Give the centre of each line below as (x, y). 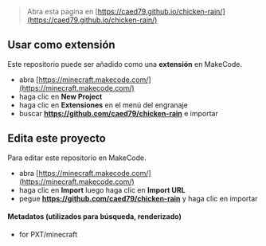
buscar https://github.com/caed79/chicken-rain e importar (118, 113)
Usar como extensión (62, 45)
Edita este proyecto (57, 139)
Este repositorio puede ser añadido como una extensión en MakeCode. (125, 64)
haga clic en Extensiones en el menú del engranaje (104, 105)
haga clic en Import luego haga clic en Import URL (102, 189)
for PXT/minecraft (48, 234)
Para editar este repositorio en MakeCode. (77, 158)
